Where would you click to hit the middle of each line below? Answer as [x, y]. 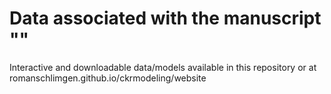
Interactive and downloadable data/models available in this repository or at [163, 67]
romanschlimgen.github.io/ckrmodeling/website [108, 78]
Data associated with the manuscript [165, 18]
